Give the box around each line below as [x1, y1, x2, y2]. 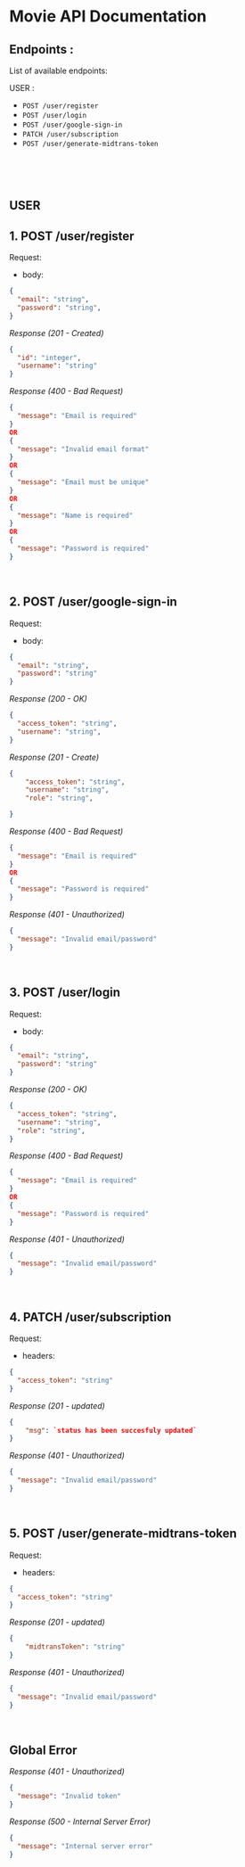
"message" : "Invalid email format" [17, 444, 150, 454]
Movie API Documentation [9, 6, 208, 27]
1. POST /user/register [9, 228, 135, 243]
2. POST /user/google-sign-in [9, 595, 178, 610]
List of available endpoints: [9, 65, 109, 76]
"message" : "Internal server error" [17, 1841, 153, 1851]
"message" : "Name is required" [17, 511, 134, 520]
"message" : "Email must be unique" [17, 478, 150, 487]
